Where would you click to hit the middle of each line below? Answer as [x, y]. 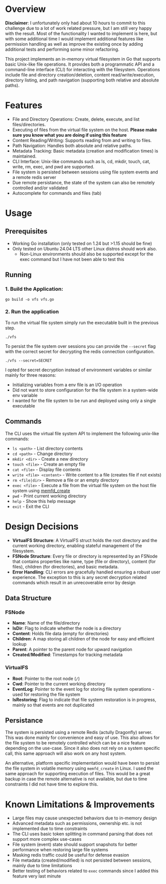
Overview [26, 9]
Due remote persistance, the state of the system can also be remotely [83, 182]
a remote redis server [34, 177]
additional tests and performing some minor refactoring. [62, 49]
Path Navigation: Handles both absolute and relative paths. [72, 146]
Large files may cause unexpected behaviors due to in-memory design [84, 818]
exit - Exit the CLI [31, 506]
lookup [19, 644]
